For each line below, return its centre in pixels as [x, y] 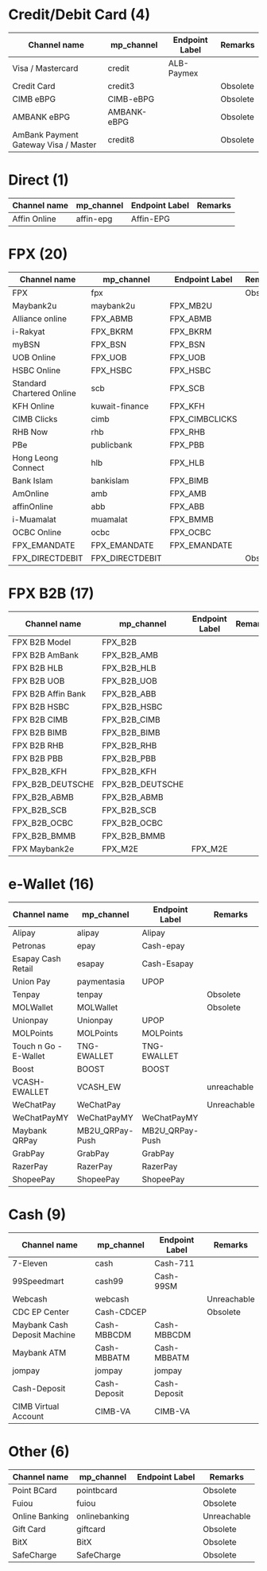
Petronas [29, 945]
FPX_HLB [187, 463]
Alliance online [40, 318]
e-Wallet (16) [51, 884]
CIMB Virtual [36, 1406]
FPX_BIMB [189, 480]
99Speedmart [38, 1281]
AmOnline [31, 493]
